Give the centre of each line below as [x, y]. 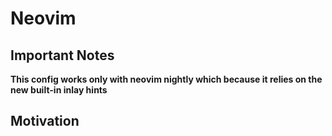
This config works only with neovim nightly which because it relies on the [166, 79]
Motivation [45, 121]
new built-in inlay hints [59, 90]
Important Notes [62, 55]
